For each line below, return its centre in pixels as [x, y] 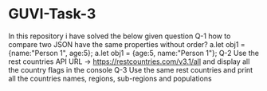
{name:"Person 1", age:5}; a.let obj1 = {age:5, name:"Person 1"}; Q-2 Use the [133, 53]
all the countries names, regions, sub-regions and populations [110, 78]
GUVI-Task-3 [52, 14]
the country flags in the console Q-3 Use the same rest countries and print [131, 69]
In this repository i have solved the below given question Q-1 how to [120, 36]
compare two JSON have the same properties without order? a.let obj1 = [127, 44]
